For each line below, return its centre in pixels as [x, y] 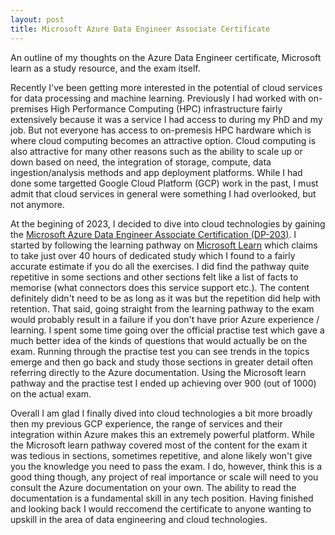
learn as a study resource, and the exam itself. [105, 68]
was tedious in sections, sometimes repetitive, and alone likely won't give [161, 455]
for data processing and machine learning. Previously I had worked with [158, 98]
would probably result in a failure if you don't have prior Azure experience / [165, 319]
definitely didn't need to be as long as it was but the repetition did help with [165, 298]
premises [29, 108]
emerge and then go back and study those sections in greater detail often [162, 362]
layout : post [37, 19]
